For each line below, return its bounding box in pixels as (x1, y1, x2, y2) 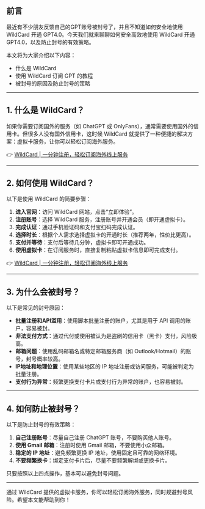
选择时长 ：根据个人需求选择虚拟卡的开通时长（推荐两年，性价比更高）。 (15, 231, 195, 238)
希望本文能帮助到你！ (16, 496, 71, 504)
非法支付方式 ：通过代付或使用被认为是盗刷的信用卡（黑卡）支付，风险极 (15, 332, 197, 340)
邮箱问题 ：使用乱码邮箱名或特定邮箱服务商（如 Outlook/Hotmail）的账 (15, 348, 192, 355)
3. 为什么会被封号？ (6, 287, 81, 297)
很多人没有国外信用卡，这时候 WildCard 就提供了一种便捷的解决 (27, 130, 188, 137)
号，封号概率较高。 (15, 355, 64, 362)
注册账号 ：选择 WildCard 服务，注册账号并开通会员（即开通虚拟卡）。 (15, 216, 189, 223)
